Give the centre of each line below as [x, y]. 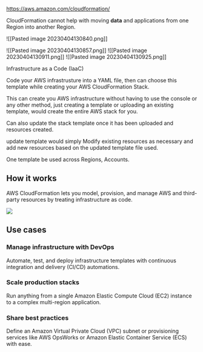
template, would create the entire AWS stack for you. [72, 111]
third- [190, 193]
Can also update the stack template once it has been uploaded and [90, 123]
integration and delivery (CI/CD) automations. [63, 267]
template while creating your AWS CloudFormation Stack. [78, 87]
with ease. [19, 344]
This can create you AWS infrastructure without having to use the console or [102, 98]
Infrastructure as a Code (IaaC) [45, 68]
